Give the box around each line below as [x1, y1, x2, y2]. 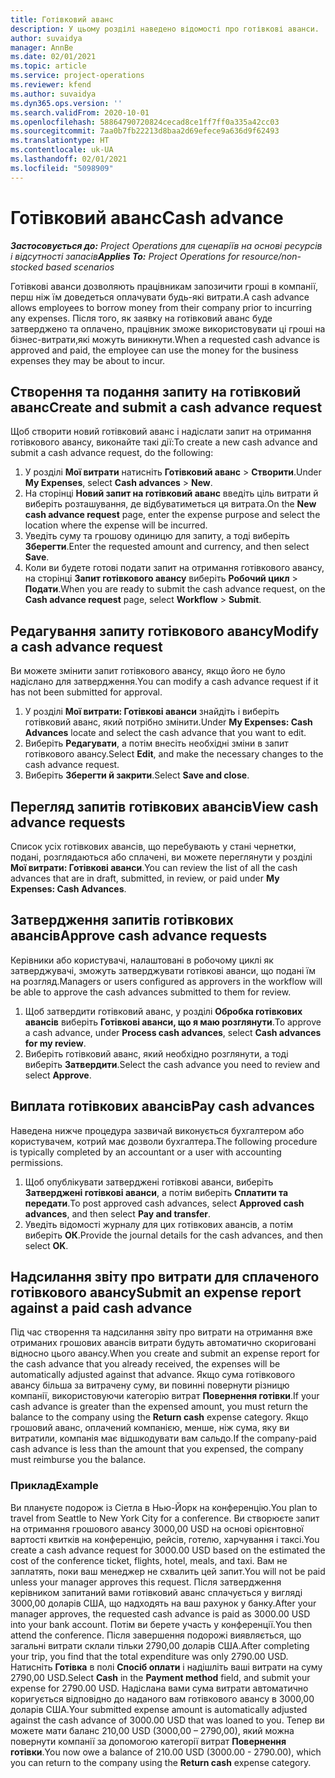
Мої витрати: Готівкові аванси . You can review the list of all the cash [10, 862, 298, 873]
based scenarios [45, 261, 115, 273]
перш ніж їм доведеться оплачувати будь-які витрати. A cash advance [10, 291, 310, 303]
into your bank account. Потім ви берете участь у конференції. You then [10, 1618, 313, 1630]
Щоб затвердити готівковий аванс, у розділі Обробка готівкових [24, 1005, 303, 1017]
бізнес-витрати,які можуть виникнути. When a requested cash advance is [10, 333, 320, 345]
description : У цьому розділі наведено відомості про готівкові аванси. [10, 24, 320, 34]
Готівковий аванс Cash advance [10, 206, 284, 229]
